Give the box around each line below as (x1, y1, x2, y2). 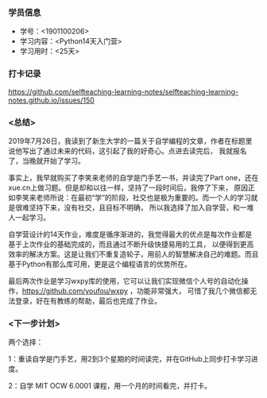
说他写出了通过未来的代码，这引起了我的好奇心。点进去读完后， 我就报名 (8, 145, 247, 156)
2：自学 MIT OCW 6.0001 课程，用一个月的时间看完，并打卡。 (8, 381, 212, 391)
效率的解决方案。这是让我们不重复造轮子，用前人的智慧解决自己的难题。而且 (8, 249, 259, 259)
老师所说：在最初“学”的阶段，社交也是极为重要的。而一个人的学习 (35, 192, 252, 202)
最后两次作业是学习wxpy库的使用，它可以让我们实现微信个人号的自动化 (8, 276, 242, 285)
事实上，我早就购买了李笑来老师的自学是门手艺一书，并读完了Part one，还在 (8, 172, 259, 182)
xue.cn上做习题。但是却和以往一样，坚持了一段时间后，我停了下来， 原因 (8, 183, 249, 192)
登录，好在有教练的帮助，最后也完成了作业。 (14, 296, 161, 305)
